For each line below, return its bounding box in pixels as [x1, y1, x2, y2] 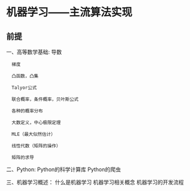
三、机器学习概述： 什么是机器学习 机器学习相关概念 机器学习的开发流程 [6, 178, 184, 186]
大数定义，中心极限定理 [11, 120, 61, 126]
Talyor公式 [11, 85, 37, 91]
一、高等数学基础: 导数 [6, 49, 62, 55]
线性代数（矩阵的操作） [11, 143, 61, 149]
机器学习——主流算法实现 [6, 5, 133, 19]
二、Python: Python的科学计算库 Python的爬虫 [6, 166, 121, 173]
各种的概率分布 [11, 108, 43, 114]
